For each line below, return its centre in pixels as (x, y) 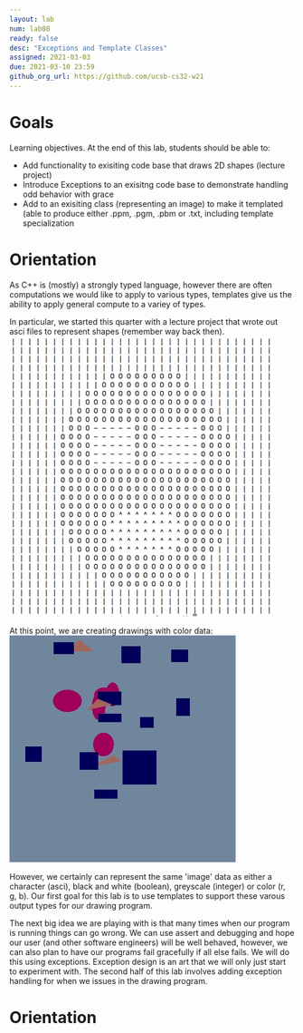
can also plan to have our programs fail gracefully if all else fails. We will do (150, 951)
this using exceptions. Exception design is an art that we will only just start (148, 961)
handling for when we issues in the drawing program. (109, 980)
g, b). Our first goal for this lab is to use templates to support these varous (147, 896)
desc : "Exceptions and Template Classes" (89, 48)
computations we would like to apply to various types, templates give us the (151, 294)
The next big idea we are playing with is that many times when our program (150, 923)
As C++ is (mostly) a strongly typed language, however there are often (141, 285)
